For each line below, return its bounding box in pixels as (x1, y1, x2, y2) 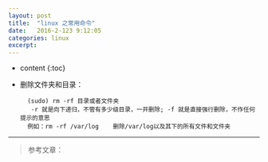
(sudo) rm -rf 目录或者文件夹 (27, 97, 120, 105)
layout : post (8, 11, 52, 20)
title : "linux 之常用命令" (8, 19, 96, 27)
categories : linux (8, 34, 69, 42)
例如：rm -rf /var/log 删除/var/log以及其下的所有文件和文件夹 (27, 123, 231, 131)
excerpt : (8, 41, 37, 49)
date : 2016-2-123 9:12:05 (8, 26, 102, 34)
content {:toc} (19, 63, 66, 73)
